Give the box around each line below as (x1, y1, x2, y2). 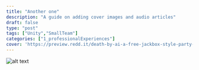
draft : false (6, 19, 38, 25)
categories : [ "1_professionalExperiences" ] (6, 36, 115, 42)
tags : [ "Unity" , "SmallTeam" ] (6, 31, 78, 36)
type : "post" (6, 25, 38, 31)
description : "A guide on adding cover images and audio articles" (6, 14, 176, 20)
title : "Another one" (6, 8, 60, 15)
